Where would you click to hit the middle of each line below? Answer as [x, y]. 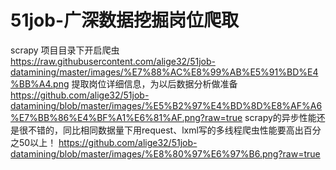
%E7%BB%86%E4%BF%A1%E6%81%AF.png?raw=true [126, 117]
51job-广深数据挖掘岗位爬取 [124, 20]
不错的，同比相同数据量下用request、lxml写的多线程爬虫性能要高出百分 [174, 130]
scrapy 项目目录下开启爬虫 [65, 50]
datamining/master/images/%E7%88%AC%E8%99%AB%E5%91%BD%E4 [164, 72]
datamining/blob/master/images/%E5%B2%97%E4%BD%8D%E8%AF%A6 [166, 105]
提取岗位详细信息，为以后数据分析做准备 [154, 83]
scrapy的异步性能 [280, 117]
